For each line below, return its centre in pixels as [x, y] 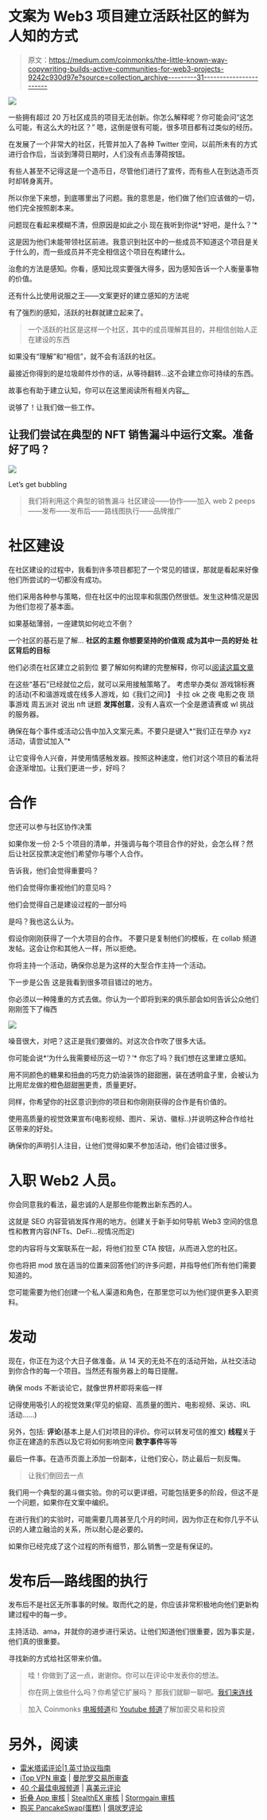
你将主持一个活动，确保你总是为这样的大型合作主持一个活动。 [109, 965]
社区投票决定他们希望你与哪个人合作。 [85, 853]
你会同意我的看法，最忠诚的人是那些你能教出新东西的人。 [102, 1204]
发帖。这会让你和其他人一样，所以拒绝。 [74, 948]
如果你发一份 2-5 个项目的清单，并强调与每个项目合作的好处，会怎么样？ [128, 843]
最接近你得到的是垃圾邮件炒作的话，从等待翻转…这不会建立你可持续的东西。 [133, 373]
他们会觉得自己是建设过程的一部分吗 [68, 904]
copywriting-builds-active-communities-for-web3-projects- [126, 69]
